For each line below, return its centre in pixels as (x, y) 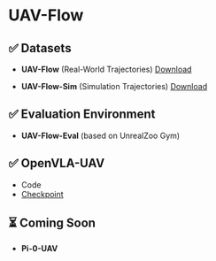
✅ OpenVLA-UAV (57, 163)
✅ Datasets (40, 48)
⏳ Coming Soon (52, 223)
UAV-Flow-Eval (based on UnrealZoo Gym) (100, 135)
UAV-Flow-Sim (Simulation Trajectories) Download (114, 86)
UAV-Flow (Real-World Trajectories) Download (106, 69)
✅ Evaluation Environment (82, 115)
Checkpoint (42, 194)
